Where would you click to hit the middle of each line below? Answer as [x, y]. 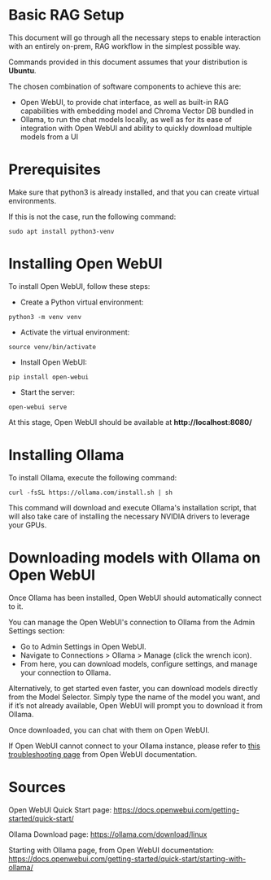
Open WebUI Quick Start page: [60, 810]
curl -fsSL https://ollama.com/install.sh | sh [91, 493]
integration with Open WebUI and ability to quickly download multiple [136, 128]
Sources [37, 787]
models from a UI [49, 137]
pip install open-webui [49, 377]
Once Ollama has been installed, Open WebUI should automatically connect [135, 598]
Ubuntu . [22, 70]
